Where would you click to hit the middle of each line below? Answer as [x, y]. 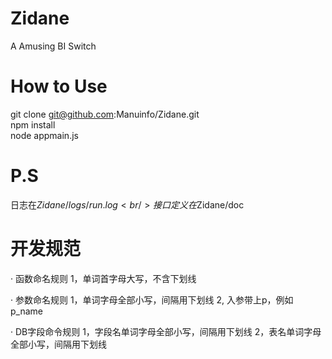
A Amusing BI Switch [53, 46]
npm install [33, 124]
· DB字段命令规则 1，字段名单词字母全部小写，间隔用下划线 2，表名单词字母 [166, 331]
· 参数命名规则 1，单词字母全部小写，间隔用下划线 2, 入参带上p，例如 [152, 299]
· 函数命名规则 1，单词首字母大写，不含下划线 [103, 278]
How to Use [59, 86]
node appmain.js [44, 135]
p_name [26, 311]
